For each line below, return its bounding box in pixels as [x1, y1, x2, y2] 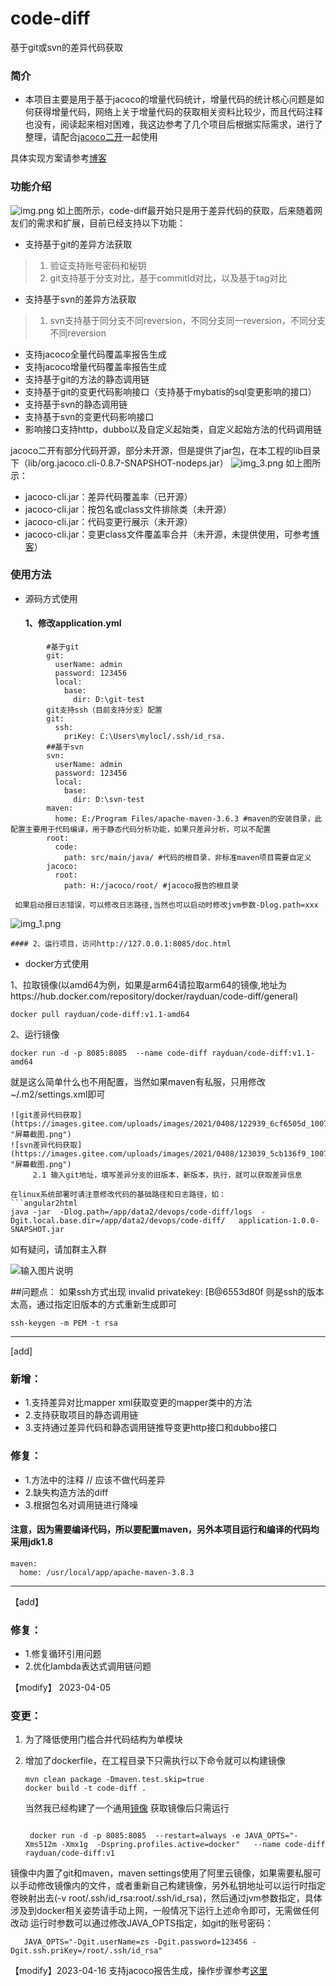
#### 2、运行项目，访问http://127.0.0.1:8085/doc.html [10, 939, 232, 949]
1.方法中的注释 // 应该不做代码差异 [24, 1473, 166, 1486]
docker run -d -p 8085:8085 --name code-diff [10, 1048, 208, 1059]
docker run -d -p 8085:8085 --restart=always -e [29, 1831, 241, 1841]
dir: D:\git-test [73, 695, 145, 705]
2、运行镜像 [10, 1028, 60, 1041]
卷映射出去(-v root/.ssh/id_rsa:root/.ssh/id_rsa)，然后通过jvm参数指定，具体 [10, 1892, 323, 1904]
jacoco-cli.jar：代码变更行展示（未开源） [24, 515, 193, 527]
